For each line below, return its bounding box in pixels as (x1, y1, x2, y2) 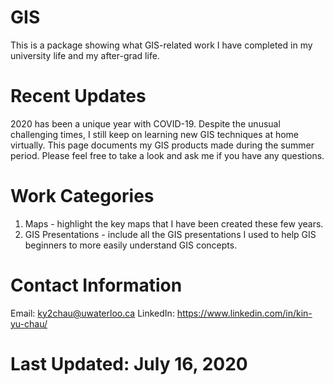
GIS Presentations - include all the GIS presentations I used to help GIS (24, 228, 317, 240)
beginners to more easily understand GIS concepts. (24, 239, 238, 251)
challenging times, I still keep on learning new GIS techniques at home (10, 128, 300, 140)
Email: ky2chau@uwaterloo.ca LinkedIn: (10, 307, 175, 319)
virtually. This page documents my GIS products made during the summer (10, 139, 315, 151)
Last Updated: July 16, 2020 (10, 352, 248, 375)
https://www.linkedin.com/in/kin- (176, 307, 313, 319)
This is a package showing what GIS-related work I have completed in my (10, 39, 313, 51)
